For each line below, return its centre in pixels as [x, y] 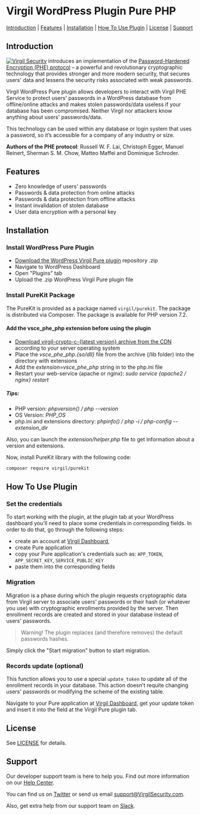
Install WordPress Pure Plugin [50, 247]
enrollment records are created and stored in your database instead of [93, 614]
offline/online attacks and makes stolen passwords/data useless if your [93, 104]
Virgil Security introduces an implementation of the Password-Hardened [101, 60]
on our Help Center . [30, 782]
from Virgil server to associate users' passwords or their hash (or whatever [98, 602]
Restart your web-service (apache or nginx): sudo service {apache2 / [100, 373]
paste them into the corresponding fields [65, 566]
